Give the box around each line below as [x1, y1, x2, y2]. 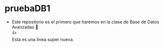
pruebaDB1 [4, 3, 51, 14]
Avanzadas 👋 [11, 24, 38, 30]
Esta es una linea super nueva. [11, 36, 74, 42]
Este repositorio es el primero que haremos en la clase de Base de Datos [11, 19, 160, 25]
